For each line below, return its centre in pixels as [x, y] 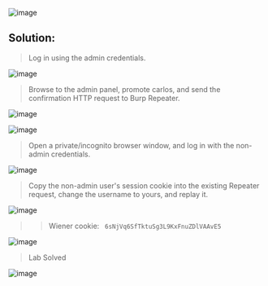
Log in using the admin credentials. [87, 58]
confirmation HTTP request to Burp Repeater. [104, 98]
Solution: [32, 38]
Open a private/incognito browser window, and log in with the [131, 145]
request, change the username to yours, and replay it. [118, 194]
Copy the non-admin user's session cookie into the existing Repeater [144, 185]
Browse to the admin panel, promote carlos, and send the [124, 89]
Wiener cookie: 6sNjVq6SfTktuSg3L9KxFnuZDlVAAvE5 [135, 226]
